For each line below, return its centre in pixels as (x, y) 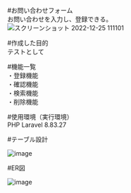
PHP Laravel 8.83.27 (37, 125)
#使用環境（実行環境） (40, 117)
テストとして (26, 52)
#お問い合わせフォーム (40, 10)
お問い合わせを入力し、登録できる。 (60, 19)
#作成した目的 (28, 43)
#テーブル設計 (28, 139)
